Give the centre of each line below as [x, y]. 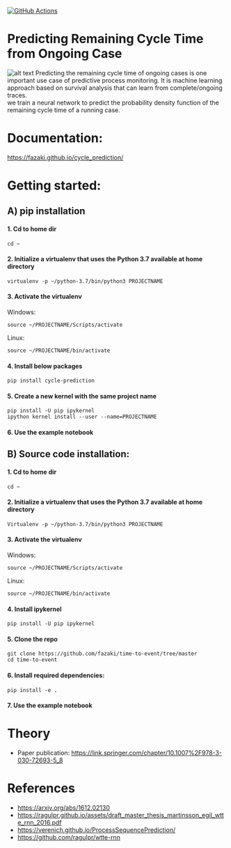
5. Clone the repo [32, 639]
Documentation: [55, 138]
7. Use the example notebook [50, 706]
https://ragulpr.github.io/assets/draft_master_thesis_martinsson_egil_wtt [120, 815]
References [41, 788]
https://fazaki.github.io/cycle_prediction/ [65, 157]
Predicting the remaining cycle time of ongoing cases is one [121, 72]
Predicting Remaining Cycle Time [105, 39]
